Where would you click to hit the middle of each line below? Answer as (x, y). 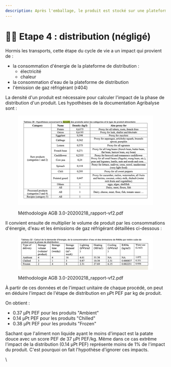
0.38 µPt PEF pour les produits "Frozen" (54, 323)
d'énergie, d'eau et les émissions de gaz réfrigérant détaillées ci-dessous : (83, 228)
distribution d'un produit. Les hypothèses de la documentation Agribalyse (82, 103)
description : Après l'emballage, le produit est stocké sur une (75, 11)
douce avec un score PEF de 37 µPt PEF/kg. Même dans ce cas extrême (81, 339)
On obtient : (18, 303)
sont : (11, 108)
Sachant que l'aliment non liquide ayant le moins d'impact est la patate (79, 333)
